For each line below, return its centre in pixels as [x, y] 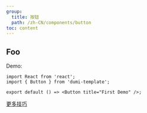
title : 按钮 [25, 17]
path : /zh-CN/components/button [52, 22]
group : [14, 11]
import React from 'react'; [41, 77]
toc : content [22, 28]
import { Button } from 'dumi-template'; [58, 82]
